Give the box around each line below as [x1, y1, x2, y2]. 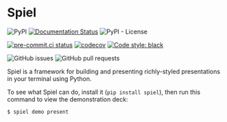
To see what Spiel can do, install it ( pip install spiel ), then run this [7, 88, 201, 96]
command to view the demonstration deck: [7, 95, 128, 103]
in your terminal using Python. [7, 74, 92, 83]
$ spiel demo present [7, 108, 69, 115]
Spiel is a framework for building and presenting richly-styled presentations [7, 67, 221, 75]
